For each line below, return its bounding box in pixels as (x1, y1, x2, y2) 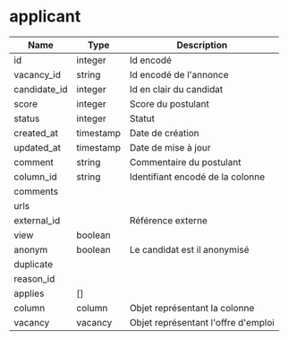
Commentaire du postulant (129, 155, 241, 168)
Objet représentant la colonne (129, 301, 255, 314)
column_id (13, 170, 58, 183)
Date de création (129, 126, 199, 139)
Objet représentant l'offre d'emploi (129, 316, 275, 328)
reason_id (13, 272, 55, 284)
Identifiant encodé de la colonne (129, 170, 266, 183)
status (13, 112, 40, 125)
